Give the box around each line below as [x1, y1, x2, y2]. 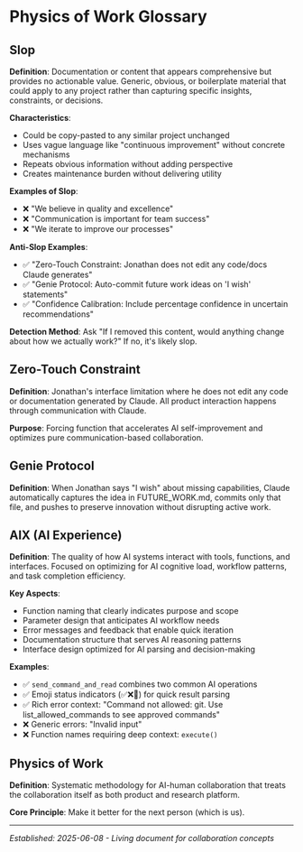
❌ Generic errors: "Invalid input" [22, 719, 142, 730]
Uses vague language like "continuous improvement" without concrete [22, 140, 286, 150]
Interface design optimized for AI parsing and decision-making [22, 644, 255, 655]
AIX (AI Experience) [9, 528, 123, 543]
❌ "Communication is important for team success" [22, 214, 210, 224]
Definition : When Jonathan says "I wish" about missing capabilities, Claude [9, 482, 290, 493]
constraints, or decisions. [9, 95, 104, 106]
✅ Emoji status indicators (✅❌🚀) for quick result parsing [22, 689, 231, 700]
